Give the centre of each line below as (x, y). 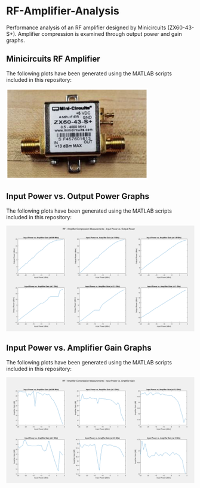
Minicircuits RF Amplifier (53, 59)
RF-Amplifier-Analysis (63, 11)
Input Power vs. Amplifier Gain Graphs (79, 348)
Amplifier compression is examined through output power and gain (100, 33)
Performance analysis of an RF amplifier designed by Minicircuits (86, 27)
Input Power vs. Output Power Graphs (78, 196)
